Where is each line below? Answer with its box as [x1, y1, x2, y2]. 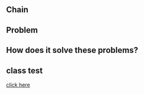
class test [6, 65, 43, 76]
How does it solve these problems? [6, 45, 138, 55]
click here [6, 81, 31, 88]
